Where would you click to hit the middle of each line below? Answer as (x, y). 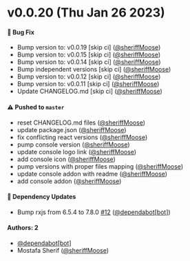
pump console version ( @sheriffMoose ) (73, 144)
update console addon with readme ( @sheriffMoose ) (92, 174)
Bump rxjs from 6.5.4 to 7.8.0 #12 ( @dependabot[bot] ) (94, 212)
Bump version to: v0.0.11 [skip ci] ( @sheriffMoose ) (88, 84)
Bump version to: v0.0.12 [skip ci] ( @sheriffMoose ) (89, 76)
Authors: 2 (23, 228)
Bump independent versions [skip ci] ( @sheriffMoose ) (94, 70)
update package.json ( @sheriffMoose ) (72, 129)
